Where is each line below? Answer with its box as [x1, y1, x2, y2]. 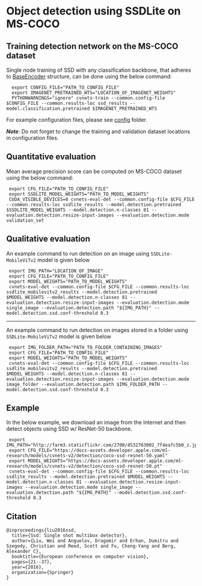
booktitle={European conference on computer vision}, [11, 553, 149, 560]
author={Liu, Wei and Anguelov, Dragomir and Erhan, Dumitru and [11, 538, 179, 544]
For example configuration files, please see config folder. [6, 116, 148, 123]
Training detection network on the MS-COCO [6, 41, 179, 51]
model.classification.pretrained [6, 106, 90, 112]
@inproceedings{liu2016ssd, [6, 528, 77, 534]
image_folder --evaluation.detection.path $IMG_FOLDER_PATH [6, 381, 161, 387]
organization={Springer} [11, 570, 74, 576]
